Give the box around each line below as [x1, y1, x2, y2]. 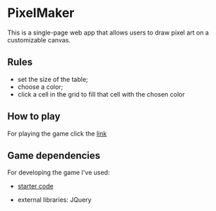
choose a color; [17, 83, 64, 91]
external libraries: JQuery [17, 195, 92, 204]
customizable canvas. [7, 35, 71, 44]
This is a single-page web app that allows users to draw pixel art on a [7, 28, 210, 37]
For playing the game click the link [7, 129, 107, 138]
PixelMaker [7, 5, 75, 21]
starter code [17, 182, 54, 191]
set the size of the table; [17, 75, 88, 83]
